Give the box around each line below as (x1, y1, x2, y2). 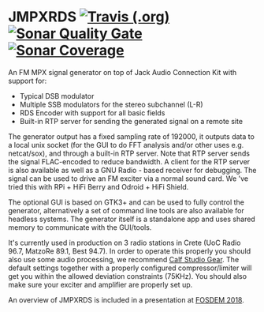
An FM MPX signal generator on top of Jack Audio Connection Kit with (8, 67, 237, 77)
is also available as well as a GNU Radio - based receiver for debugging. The (8, 165, 257, 175)
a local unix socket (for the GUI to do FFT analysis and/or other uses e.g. (8, 140, 244, 149)
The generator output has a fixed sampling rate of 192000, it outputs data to (8, 131, 255, 141)
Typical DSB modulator (19, 91, 95, 100)
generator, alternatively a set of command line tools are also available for (8, 205, 244, 215)
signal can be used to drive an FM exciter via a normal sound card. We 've (8, 174, 249, 183)
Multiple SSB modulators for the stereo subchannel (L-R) (19, 100, 203, 109)
